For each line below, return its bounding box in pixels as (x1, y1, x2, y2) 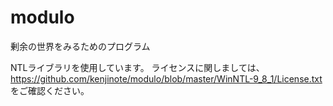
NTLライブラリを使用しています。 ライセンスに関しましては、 (10, 61, 265, 73)
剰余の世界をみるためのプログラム (10, 40, 151, 52)
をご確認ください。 (10, 84, 90, 96)
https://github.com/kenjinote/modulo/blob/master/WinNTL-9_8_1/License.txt (10, 72, 323, 85)
